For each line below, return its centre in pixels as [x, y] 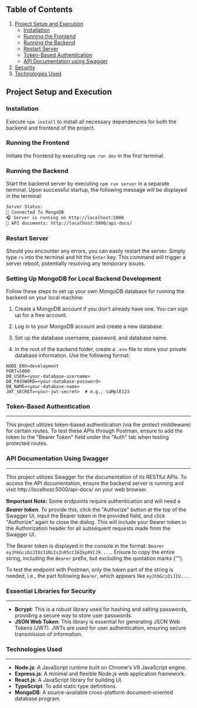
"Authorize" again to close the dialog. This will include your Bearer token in [96, 522]
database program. [38, 699]
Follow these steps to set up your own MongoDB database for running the [95, 291]
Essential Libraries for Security [51, 591]
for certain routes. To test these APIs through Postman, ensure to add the [94, 431]
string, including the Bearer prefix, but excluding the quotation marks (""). [95, 558]
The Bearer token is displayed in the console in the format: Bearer [85, 546]
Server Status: [25, 207]
